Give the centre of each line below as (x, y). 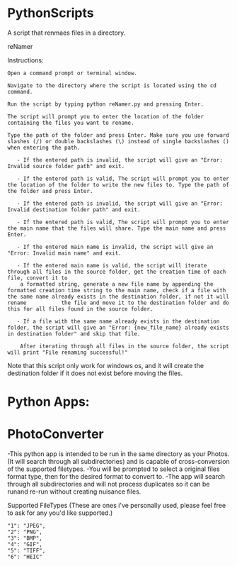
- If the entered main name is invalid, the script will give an (115, 247)
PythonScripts (51, 13)
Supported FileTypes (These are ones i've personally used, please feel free (117, 506)
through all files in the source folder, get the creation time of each (117, 272)
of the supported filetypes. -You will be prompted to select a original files (114, 469)
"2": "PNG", (25, 532)
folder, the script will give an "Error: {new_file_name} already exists (118, 328)
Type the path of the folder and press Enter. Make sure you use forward (118, 135)
